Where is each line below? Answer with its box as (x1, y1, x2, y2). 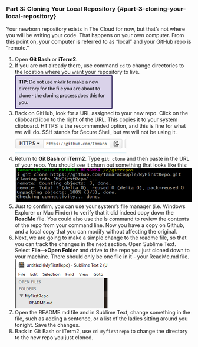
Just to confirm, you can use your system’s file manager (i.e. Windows (14, 203, 186, 210)
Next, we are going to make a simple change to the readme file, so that (14, 234, 187, 241)
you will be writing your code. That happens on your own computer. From (6, 32, 184, 39)
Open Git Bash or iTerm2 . (14, 56, 78, 63)
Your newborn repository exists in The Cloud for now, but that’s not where (6, 25, 186, 33)
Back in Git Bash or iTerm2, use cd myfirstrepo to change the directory (14, 327, 188, 335)
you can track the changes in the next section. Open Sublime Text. (14, 241, 177, 248)
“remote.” (6, 44, 29, 51)
